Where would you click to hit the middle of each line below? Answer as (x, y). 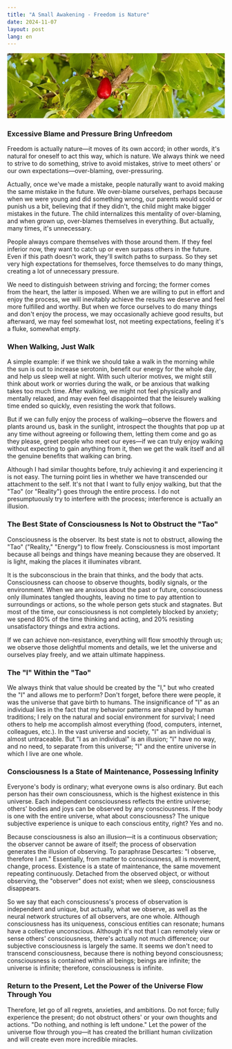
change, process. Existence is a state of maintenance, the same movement (114, 866)
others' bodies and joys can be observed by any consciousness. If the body (115, 809)
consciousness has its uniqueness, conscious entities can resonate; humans (116, 924)
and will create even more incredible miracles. (72, 1039)
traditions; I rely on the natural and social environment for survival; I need (111, 717)
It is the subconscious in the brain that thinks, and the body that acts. (105, 575)
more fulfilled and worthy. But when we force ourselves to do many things (112, 307)
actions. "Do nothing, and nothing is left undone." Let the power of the (107, 1024)
